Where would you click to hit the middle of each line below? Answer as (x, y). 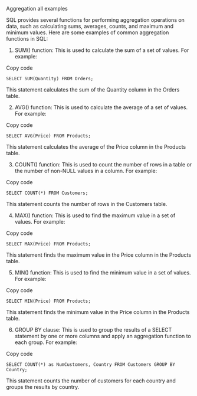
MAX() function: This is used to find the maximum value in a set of (95, 215)
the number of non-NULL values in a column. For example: (86, 171)
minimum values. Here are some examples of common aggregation (88, 32)
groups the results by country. (43, 387)
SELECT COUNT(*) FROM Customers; (47, 193)
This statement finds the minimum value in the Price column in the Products (98, 312)
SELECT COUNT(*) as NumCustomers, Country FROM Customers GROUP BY (91, 365)
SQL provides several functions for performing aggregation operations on (95, 20)
